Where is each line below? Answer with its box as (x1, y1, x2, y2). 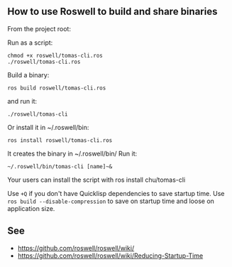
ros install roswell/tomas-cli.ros (7, 136, 113, 144)
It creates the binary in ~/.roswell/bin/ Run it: (7, 149, 138, 158)
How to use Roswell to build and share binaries (7, 6, 218, 18)
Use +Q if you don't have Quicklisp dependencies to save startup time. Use (7, 189, 225, 197)
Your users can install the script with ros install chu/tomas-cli (7, 175, 186, 184)
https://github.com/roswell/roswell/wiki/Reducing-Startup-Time (17, 251, 204, 260)
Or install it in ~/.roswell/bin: (7, 123, 89, 131)
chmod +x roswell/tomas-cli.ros (7, 52, 103, 59)
